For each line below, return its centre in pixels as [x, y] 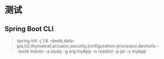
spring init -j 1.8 [32, 41]
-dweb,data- [62, 41]
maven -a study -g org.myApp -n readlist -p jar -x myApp [88, 51]
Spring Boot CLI [29, 29]
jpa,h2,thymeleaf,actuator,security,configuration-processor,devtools [86, 46]
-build [23, 51]
